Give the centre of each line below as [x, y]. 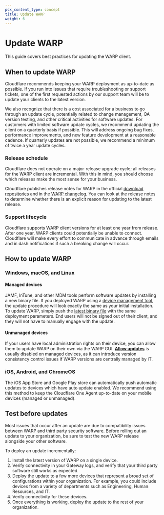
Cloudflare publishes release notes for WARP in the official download [74, 189]
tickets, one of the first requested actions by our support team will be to [77, 94]
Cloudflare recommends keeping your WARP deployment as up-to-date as [80, 84]
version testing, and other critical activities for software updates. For [74, 119]
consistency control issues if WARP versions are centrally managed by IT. [79, 359]
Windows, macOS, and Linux [40, 273]
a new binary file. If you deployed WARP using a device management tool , [79, 301]
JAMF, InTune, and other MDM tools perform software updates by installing [81, 295]
